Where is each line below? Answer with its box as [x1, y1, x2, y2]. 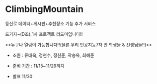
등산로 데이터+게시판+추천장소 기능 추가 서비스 [5, 20, 96, 26]
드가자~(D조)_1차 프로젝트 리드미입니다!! [5, 31, 83, 37]
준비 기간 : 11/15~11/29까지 [12, 63, 65, 69]
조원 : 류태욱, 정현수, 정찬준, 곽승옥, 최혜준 [12, 52, 94, 58]
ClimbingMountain [5, 3, 83, 15]
